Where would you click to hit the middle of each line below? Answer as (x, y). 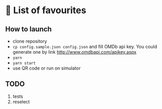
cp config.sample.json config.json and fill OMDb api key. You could (85, 47)
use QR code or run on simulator (46, 68)
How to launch (28, 29)
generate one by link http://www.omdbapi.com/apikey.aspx (74, 52)
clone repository (30, 41)
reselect (21, 101)
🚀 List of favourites (46, 10)
